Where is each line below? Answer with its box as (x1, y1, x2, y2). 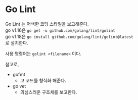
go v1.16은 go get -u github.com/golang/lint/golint (5, 27, 115, 33)
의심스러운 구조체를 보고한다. (20, 89, 77, 95)
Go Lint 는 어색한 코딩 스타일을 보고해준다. (5, 21, 89, 27)
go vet (12, 83, 26, 89)
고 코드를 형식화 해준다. (20, 77, 67, 83)
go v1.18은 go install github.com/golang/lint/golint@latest (5, 33, 133, 39)
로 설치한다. (5, 39, 29, 46)
